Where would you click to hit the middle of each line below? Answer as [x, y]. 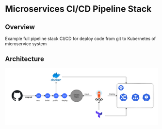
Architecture [25, 59]
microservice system [26, 44]
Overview [20, 27]
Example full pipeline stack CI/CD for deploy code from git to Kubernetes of [81, 38]
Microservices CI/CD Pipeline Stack [78, 9]
